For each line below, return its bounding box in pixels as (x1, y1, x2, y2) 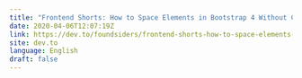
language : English (9, 47, 78, 56)
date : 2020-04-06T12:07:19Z (9, 22, 115, 30)
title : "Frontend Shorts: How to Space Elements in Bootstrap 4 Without (9, 13, 288, 22)
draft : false (9, 55, 58, 64)
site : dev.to (9, 38, 58, 48)
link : (9, 30, 30, 39)
